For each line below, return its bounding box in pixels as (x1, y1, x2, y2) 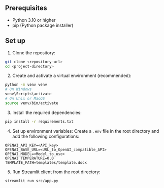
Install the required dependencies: (12, 110, 82, 115)
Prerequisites (5, 4, 47, 12)
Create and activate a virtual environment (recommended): (12, 73, 131, 78)
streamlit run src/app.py (5, 178, 58, 183)
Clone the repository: (12, 49, 56, 56)
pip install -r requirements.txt (5, 119, 74, 124)
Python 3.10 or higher (12, 17, 56, 23)
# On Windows (5, 87, 32, 92)
